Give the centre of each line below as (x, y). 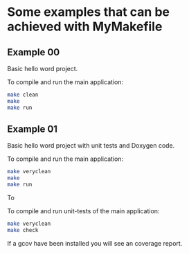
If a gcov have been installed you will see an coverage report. (95, 243)
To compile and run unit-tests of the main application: (83, 211)
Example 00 (34, 52)
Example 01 (32, 129)
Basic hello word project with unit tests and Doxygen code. (91, 146)
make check (23, 230)
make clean (23, 95)
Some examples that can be (89, 12)
